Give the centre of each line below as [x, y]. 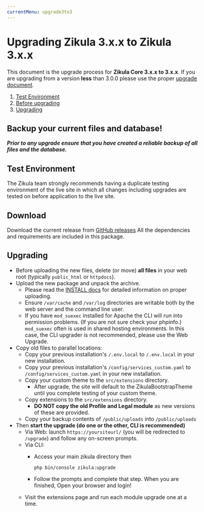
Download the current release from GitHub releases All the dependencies [99, 230]
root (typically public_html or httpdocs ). [66, 277]
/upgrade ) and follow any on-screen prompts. [81, 438]
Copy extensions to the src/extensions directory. [86, 400]
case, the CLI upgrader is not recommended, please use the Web [106, 334]
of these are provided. [62, 412]
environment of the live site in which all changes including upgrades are [97, 190]
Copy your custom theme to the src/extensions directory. [97, 380]
